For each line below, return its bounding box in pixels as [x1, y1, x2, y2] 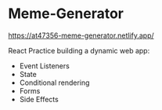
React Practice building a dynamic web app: [8, 46, 150, 55]
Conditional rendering [19, 78, 90, 87]
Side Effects [19, 94, 59, 104]
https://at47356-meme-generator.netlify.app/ [8, 31, 154, 40]
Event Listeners [19, 60, 70, 71]
